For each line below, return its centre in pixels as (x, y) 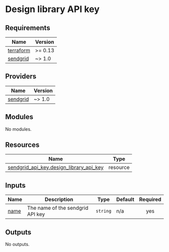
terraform (19, 50)
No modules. (18, 129)
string (104, 211)
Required (150, 200)
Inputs (16, 185)
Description (59, 200)
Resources (22, 145)
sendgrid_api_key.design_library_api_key (56, 167)
